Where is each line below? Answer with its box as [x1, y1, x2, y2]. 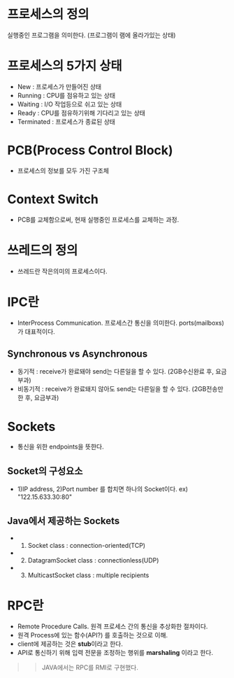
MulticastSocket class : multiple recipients [27, 571, 149, 579]
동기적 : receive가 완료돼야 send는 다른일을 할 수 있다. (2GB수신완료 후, [17, 367, 214, 376]
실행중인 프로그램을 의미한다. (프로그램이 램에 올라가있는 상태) [7, 31, 176, 39]
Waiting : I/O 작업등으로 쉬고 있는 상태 [17, 99, 122, 108]
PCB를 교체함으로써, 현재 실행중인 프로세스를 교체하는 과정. [17, 215, 180, 224]
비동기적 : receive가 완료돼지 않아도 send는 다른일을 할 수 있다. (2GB [17, 385, 207, 393]
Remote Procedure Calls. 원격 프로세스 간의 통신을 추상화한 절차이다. [17, 622, 208, 630]
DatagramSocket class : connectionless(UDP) [27, 556, 159, 564]
